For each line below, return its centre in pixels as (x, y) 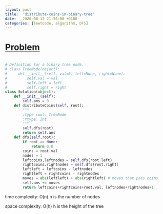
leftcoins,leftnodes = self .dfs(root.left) (67, 160)
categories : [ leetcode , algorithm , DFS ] (47, 23)
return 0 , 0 (42, 146)
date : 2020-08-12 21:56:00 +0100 (41, 19)
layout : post (18, 10)
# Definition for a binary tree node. (44, 65)
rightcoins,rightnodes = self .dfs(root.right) (71, 165)
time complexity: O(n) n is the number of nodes (52, 196)
